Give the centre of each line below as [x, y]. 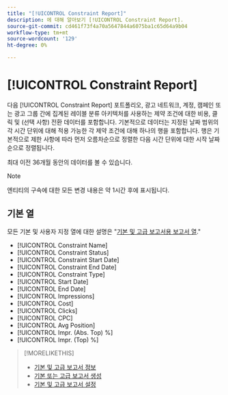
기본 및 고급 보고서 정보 [65, 367]
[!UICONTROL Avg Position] [56, 325]
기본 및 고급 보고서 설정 [65, 384]
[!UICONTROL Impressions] [56, 296]
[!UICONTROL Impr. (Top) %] [58, 340]
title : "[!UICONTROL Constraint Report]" [67, 13]
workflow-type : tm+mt [38, 33]
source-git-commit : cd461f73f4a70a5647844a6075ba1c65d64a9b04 [97, 26]
